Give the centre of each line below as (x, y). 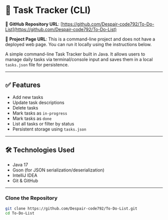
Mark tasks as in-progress (40, 113)
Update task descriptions (38, 102)
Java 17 (20, 164)
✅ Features (23, 85)
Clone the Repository (31, 198)
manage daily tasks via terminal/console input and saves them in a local (79, 59)
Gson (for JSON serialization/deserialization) (58, 170)
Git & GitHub (25, 180)
